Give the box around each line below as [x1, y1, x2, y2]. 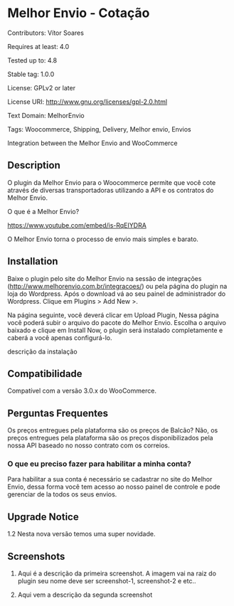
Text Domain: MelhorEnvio [7, 111, 85, 119]
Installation [7, 255, 58, 267]
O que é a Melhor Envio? [7, 207, 80, 216]
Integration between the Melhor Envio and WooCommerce [7, 139, 178, 147]
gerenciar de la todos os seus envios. [7, 490, 117, 499]
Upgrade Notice [7, 511, 80, 523]
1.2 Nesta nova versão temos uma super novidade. [7, 530, 156, 538]
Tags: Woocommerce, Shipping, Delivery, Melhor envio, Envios [7, 124, 191, 133]
